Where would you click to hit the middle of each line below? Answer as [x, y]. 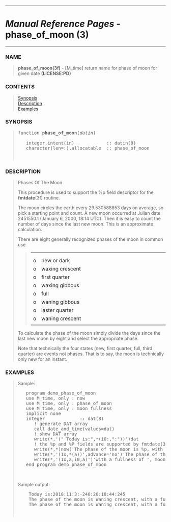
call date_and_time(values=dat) [74, 429]
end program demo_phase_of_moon [66, 465]
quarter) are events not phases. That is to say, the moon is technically [91, 354]
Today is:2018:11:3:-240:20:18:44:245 [77, 494]
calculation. [30, 230]
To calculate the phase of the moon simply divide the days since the [89, 333]
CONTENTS [20, 87]
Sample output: [34, 485]
